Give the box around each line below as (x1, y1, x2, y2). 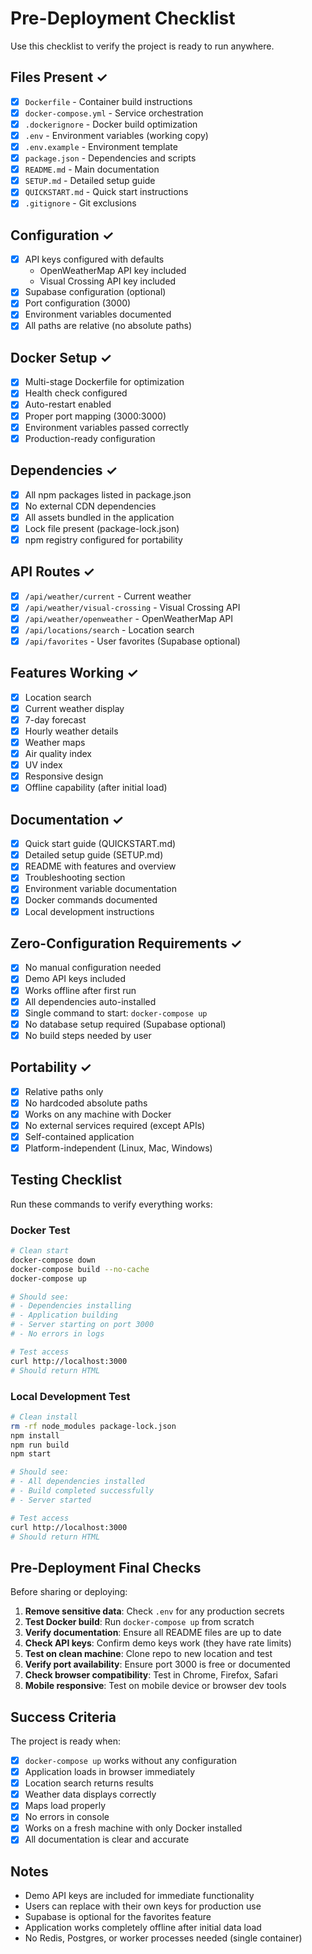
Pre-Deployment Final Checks (10, 1559, 202, 1576)
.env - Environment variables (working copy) (24, 129, 209, 141)
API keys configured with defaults (24, 253, 165, 266)
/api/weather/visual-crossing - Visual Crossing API (24, 601, 241, 613)
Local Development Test (10, 1389, 131, 1403)
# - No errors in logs (10, 1329, 105, 1339)
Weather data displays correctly (24, 1788, 157, 1801)
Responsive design (24, 770, 104, 782)
